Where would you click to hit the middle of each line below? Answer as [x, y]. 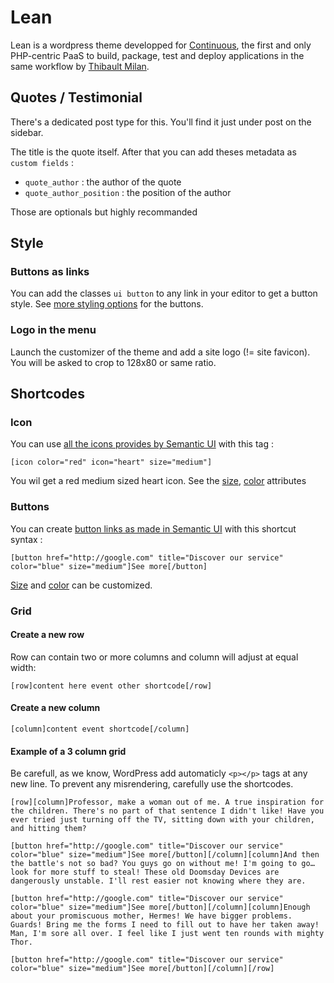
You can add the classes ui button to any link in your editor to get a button [164, 293]
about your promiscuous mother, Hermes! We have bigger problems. [151, 916]
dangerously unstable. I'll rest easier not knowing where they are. [158, 881]
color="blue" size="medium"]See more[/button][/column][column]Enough [160, 907]
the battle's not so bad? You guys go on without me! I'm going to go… [162, 864]
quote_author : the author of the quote [103, 182]
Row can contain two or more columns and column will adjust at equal [154, 657]
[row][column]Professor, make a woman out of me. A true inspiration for [167, 802]
